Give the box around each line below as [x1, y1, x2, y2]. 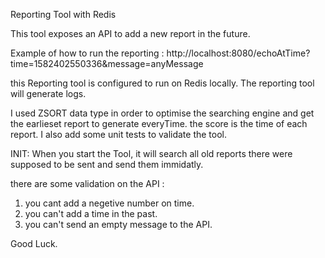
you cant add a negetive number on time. [24, 197, 195, 209]
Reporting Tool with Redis [10, 9, 117, 20]
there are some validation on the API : [10, 178, 165, 189]
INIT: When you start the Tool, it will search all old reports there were [10, 148, 293, 159]
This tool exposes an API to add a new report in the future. [10, 28, 251, 39]
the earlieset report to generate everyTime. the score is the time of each [10, 118, 308, 129]
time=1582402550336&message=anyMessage [10, 58, 204, 69]
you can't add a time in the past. [24, 208, 158, 219]
